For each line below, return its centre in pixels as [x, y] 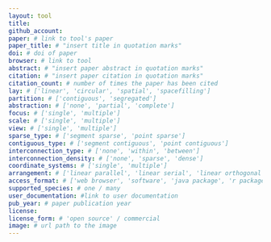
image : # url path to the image [63, 226]
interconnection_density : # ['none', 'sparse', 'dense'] [106, 158]
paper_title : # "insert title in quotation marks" [95, 46]
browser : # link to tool [50, 61]
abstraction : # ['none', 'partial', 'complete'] [92, 106]
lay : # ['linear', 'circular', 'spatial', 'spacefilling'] [110, 91]
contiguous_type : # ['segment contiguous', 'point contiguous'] [119, 143]
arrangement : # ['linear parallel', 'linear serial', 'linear [115, 173]
